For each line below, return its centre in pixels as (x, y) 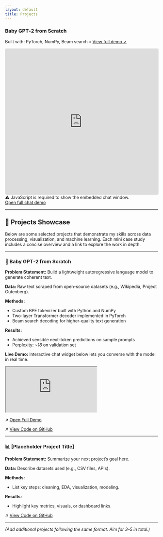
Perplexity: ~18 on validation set (44, 345)
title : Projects (21, 14)
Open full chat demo (25, 202)
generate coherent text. (29, 277)
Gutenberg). (17, 291)
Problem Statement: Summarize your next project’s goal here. (67, 459)
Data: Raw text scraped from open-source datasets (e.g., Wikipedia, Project (81, 286)
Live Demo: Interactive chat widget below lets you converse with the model (81, 354)
